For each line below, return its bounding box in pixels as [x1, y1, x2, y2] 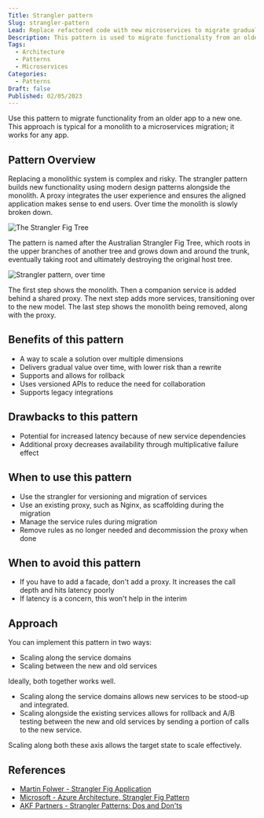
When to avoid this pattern [8, 556, 141, 569]
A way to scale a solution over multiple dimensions [19, 353, 184, 363]
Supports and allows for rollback [19, 371, 125, 380]
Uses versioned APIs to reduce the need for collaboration [19, 379, 206, 388]
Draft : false [8, 84, 51, 93]
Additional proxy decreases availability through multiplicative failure [19, 439, 239, 449]
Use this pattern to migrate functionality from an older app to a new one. [8, 113, 242, 123]
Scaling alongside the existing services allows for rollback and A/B [19, 709, 236, 718]
